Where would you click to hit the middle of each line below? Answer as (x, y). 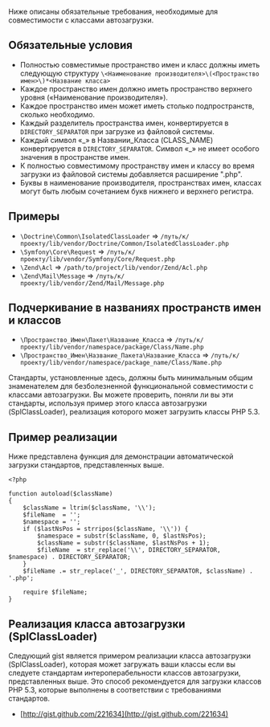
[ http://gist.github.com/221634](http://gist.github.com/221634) (124, 714)
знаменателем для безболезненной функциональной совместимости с (131, 386)
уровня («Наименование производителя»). (94, 97)
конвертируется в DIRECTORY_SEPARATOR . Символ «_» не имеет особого (139, 149)
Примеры (34, 216)
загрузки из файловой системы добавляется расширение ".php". (131, 174)
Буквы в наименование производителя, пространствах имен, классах (141, 182)
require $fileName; (55, 592)
